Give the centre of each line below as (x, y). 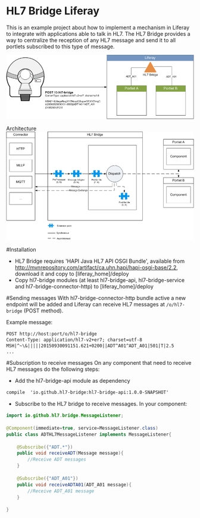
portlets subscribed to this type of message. (60, 46)
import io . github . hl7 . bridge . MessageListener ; (65, 415)
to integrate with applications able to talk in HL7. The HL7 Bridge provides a (98, 33)
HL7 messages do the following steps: (53, 369)
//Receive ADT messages (57, 460)
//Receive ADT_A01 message (61, 491)
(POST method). (43, 311)
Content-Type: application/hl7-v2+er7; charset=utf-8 (74, 340)
